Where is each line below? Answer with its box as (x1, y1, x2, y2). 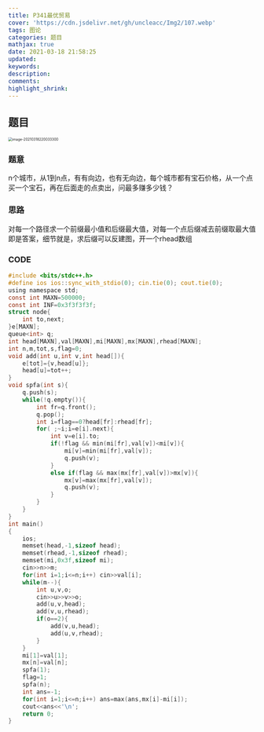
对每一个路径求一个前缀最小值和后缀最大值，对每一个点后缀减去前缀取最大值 (8, 224, 256, 233)
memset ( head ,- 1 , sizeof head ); (22, 542, 122, 550)
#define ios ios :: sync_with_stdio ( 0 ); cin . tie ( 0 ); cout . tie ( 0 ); (8, 279, 223, 287)
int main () (8, 520, 44, 528)
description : (8, 70, 51, 78)
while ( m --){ (22, 578, 61, 586)
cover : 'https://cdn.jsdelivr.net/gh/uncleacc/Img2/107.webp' (8, 19, 216, 27)
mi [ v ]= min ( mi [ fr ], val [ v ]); (64, 447, 153, 456)
